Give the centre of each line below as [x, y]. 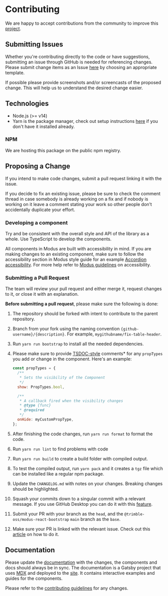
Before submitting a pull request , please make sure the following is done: [82, 304]
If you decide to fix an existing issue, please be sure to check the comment [83, 193]
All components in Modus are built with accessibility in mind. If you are [78, 248]
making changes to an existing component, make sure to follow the [75, 254]
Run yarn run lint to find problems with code [60, 449]
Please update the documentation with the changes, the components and [81, 562]
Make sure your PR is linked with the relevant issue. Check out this [81, 529]
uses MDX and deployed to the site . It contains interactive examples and [80, 573]
